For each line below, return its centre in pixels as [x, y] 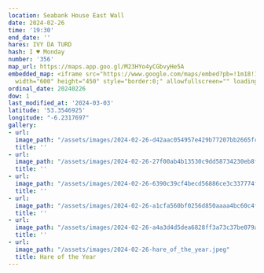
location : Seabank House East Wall [66, 15]
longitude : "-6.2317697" [49, 118]
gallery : [22, 125]
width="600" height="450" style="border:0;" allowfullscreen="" [123, 81]
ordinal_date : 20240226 [47, 89]
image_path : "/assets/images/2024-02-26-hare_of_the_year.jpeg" [123, 249]
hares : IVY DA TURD [40, 45]
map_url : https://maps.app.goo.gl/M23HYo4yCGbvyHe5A [96, 67]
